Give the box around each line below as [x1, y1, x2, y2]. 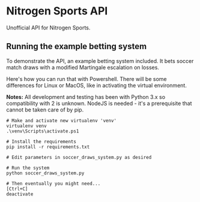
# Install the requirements [6, 138, 77, 144]
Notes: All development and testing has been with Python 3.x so [6, 93, 166, 100]
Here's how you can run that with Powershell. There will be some [6, 75, 167, 82]
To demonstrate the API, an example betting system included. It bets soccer [6, 57, 194, 64]
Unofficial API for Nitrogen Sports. [6, 24, 91, 31]
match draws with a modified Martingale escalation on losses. [6, 64, 159, 71]
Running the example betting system [6, 41, 147, 52]
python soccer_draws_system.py [6, 170, 85, 176]
